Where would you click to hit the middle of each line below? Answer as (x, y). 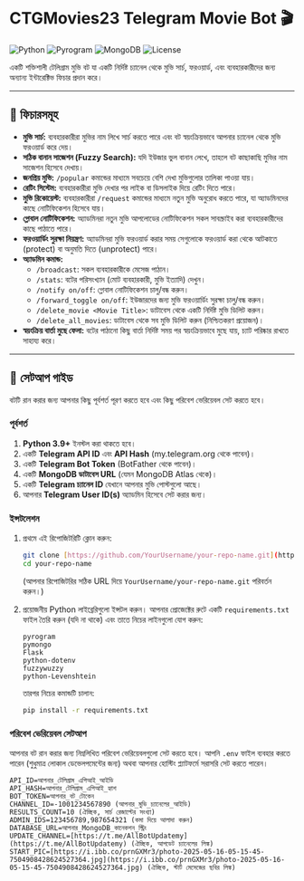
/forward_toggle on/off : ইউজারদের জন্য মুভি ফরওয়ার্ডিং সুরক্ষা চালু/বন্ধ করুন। (151, 300)
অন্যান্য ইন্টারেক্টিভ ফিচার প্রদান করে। (56, 77)
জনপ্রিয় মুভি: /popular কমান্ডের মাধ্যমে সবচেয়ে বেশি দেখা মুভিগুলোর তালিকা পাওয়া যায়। (139, 177)
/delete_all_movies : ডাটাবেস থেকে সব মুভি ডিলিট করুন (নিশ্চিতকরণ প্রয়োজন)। (150, 320)
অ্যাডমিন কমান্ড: (43, 259)
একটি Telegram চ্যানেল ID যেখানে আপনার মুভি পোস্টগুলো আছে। (112, 484)
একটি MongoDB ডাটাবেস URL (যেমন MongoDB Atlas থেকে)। (120, 474)
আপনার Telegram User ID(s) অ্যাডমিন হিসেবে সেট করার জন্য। (114, 494)
